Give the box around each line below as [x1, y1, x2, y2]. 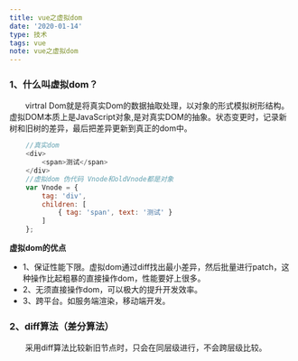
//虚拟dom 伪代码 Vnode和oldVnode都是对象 [25, 174, 174, 183]
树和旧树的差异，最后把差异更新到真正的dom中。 [9, 123, 192, 134]
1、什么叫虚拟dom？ [9, 79, 98, 91]
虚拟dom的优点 [9, 243, 67, 254]
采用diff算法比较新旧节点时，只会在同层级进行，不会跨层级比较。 [25, 342, 267, 353]
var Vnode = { [25, 182, 79, 192]
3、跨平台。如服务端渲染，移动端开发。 [22, 295, 171, 307]
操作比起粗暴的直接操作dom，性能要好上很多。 [30, 273, 206, 284]
